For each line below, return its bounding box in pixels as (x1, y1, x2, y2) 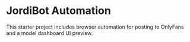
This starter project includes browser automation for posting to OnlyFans (6, 23, 184, 30)
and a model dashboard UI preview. (6, 29, 93, 36)
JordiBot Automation (6, 4, 111, 17)
